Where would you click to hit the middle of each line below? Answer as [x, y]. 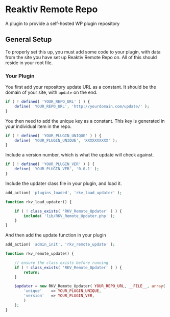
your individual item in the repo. [39, 126]
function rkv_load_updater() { [39, 202]
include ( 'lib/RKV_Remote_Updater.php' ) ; [69, 216]
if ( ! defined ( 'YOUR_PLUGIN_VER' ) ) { [50, 164]
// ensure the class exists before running [62, 263]
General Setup [29, 39]
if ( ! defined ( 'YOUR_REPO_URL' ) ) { [48, 102]
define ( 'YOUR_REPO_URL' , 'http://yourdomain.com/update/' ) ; [82, 106]
